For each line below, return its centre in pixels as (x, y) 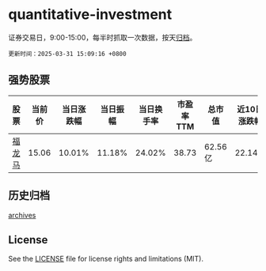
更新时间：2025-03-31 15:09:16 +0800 (67, 54)
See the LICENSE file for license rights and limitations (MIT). (106, 259)
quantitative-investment (90, 15)
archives (22, 215)
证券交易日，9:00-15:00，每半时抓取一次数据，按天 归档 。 (103, 37)
